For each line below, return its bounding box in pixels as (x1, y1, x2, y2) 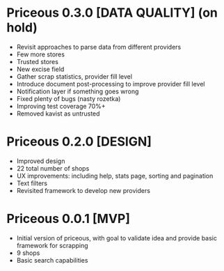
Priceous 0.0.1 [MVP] (6, 211, 130, 227)
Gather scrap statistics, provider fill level (16, 72, 133, 81)
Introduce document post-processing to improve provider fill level (16, 79, 205, 88)
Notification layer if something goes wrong (16, 87, 139, 95)
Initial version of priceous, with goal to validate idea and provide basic (16, 233, 217, 242)
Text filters (16, 179, 48, 187)
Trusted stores (16, 57, 58, 65)
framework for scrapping (16, 241, 88, 249)
